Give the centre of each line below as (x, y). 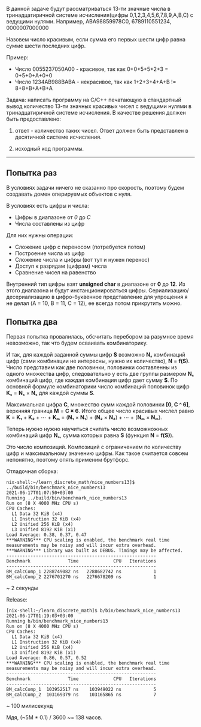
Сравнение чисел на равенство (55, 272)
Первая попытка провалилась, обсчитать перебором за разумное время (100, 336)
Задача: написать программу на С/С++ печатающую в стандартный (94, 100)
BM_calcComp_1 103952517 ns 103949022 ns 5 (81, 689)
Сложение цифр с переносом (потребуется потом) (80, 247)
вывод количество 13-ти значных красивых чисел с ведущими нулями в (99, 106)
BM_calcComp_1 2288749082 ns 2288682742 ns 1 (81, 572)
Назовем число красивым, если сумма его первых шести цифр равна (96, 39)
